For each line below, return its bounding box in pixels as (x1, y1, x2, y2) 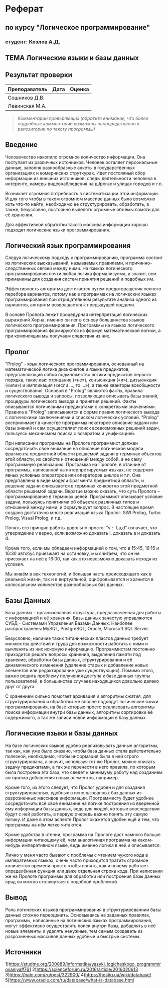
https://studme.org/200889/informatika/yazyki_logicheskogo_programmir (8, 961, 161, 967)
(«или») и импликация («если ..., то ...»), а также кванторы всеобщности (5, 382, 160, 388)
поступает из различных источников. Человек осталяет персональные (5, 159, 158, 165)
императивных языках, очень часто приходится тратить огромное (5, 857, 148, 863)
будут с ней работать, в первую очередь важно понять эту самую (5, 811, 148, 817)
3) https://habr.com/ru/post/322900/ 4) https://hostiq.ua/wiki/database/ (5, 972, 151, 978)
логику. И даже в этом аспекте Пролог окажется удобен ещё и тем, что (5, 816, 159, 822)
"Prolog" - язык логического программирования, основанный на (5, 361, 144, 367)
